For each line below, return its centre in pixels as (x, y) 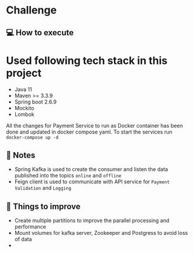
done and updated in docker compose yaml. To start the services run (89, 132)
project (24, 73)
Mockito (24, 108)
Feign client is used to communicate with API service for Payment (92, 182)
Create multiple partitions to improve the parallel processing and (92, 221)
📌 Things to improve (43, 206)
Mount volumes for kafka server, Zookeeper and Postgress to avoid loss (101, 233)
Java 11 (23, 89)
